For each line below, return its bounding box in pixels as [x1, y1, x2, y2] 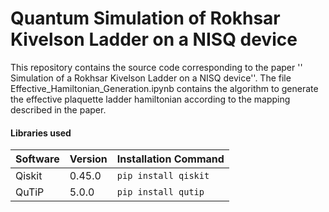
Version [69, 152, 108, 166]
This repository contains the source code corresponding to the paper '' [10, 61, 303, 73]
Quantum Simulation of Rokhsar [10, 7, 281, 30]
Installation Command [116, 152, 225, 166]
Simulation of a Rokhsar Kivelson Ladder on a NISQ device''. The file [10, 72, 292, 84]
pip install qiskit [116, 170, 210, 182]
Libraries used [10, 127, 72, 139]
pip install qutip [116, 187, 205, 198]
